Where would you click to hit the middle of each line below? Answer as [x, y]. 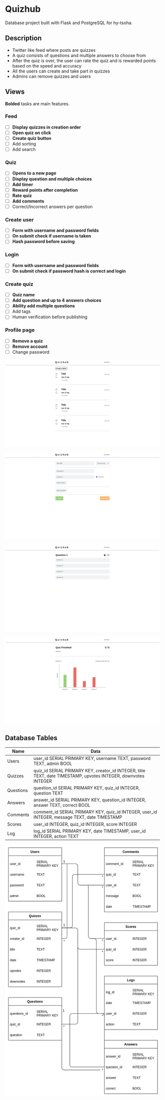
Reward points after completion [45, 190]
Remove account [30, 346]
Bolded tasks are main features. [37, 103]
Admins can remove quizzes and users [51, 76]
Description [23, 38]
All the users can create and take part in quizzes [61, 71]
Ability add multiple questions [43, 306]
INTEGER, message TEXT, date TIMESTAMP [78, 817]
